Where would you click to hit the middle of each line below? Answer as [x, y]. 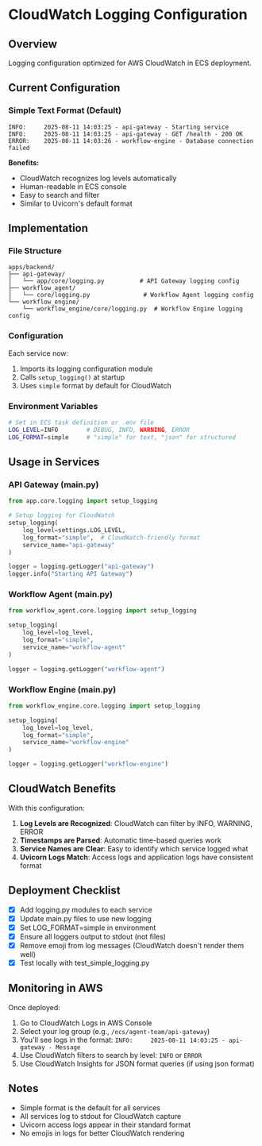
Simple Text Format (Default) [65, 110]
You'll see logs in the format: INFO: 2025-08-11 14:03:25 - [122, 1040]
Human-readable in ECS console [73, 186]
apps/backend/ [32, 268]
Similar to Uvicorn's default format [76, 203]
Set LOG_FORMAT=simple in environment [88, 928]
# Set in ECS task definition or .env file [81, 423]
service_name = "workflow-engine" [76, 743]
